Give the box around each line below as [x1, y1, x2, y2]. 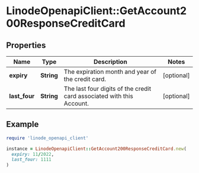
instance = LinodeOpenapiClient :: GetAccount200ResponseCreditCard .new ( [6, 146, 187, 152]
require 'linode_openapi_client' [6, 135, 89, 141]
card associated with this [63, 92, 133, 100]
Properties [6, 40, 46, 50]
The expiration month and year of [63, 68, 157, 76]
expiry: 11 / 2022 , [11, 151, 54, 157]
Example [6, 119, 39, 129]
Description [94, 58, 127, 66]
